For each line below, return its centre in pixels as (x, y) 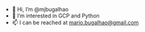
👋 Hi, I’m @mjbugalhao (40, 9)
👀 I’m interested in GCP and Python (56, 16)
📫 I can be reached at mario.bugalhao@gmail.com (75, 22)
